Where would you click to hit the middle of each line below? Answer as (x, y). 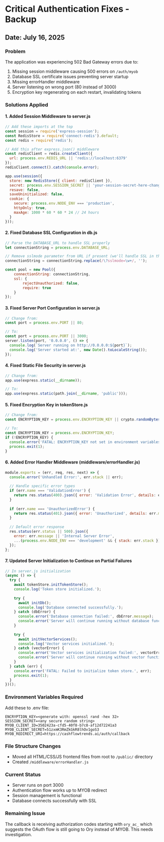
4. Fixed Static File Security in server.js (46, 365)
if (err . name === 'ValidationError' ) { (50, 491)
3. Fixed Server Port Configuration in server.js (52, 308)
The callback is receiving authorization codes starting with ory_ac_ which (79, 824)
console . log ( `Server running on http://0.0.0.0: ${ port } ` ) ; (71, 345)
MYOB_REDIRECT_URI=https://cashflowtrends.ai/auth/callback (68, 734)
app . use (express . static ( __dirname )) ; (43, 380)
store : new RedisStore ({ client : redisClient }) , (61, 181)
